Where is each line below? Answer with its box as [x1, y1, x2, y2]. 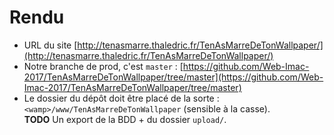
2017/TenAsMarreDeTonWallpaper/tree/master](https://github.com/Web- [23, 71, 324, 83]
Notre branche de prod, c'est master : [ [23, 60, 184, 72]
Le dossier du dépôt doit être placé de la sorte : [23, 92, 220, 104]
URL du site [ [23, 39, 78, 51]
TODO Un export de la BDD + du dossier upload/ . [23, 113, 227, 125]
